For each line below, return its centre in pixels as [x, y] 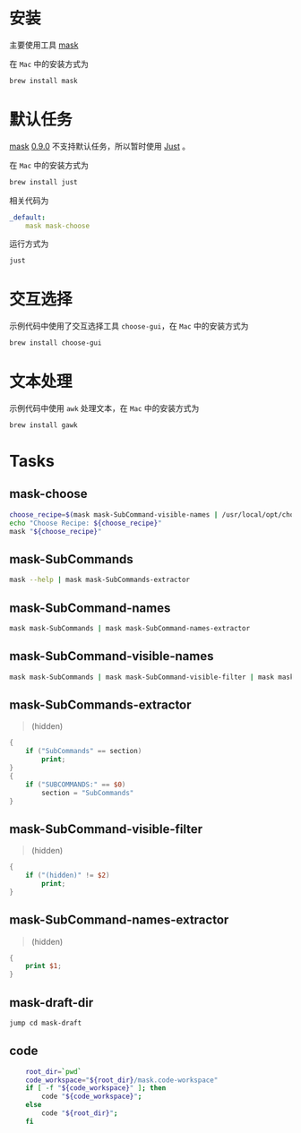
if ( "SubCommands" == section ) [84, 751]
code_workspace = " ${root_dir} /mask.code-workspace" [122, 1080]
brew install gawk [43, 425]
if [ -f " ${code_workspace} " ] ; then [96, 1088]
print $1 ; [44, 966]
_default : [28, 217]
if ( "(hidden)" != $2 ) [68, 875]
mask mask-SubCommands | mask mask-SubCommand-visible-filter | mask [142, 677]
